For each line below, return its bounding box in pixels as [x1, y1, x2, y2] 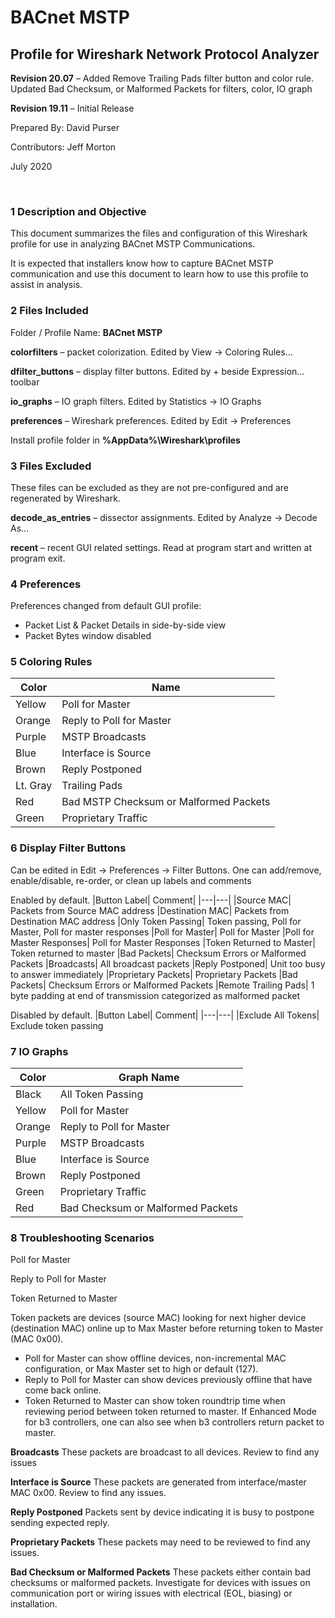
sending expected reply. [10, 1517, 110, 1529]
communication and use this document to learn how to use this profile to [10, 268, 309, 280]
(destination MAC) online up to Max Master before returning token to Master [10, 1322, 324, 1335]
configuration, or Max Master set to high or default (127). [24, 1363, 259, 1375]
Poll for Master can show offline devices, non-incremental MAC [24, 1352, 287, 1365]
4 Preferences [10, 577, 82, 591]
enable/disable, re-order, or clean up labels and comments [10, 874, 252, 886]
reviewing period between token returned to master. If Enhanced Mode [24, 1406, 317, 1418]
